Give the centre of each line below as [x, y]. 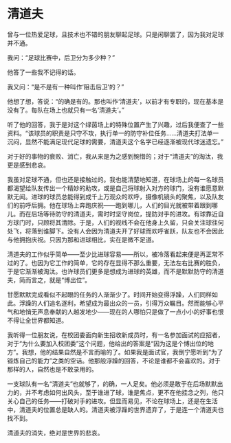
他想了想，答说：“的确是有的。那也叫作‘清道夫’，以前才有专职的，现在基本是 [115, 101]
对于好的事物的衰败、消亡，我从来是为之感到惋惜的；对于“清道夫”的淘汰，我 [115, 156]
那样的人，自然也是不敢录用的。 [52, 369]
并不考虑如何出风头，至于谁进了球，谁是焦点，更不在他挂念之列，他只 [124, 392]
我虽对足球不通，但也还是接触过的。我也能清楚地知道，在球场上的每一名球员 [115, 179]
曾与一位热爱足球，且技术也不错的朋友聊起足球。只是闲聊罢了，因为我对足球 [115, 34]
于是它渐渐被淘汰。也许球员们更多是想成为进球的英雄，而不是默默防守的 [109, 271]
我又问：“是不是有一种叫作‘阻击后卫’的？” [66, 87]
